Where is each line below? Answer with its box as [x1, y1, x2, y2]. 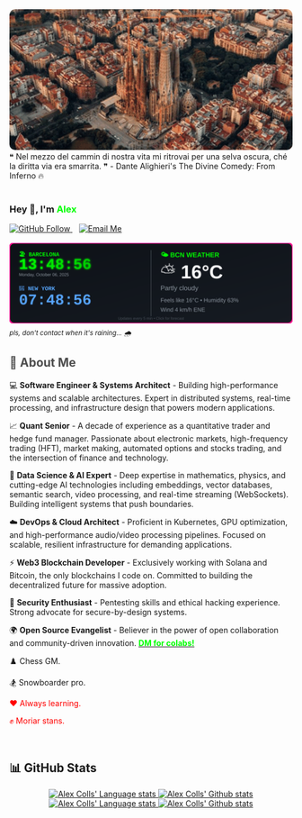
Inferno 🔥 [9, 170, 45, 181]
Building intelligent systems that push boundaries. [9, 498, 194, 509]
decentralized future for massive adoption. [9, 579, 167, 590]
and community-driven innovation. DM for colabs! [9, 637, 195, 648]
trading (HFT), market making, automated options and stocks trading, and [9, 442, 282, 453]
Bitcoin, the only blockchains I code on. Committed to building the [9, 569, 253, 580]
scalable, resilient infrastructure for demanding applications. [9, 539, 233, 550]
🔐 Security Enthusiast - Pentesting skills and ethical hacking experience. [9, 596, 280, 607]
